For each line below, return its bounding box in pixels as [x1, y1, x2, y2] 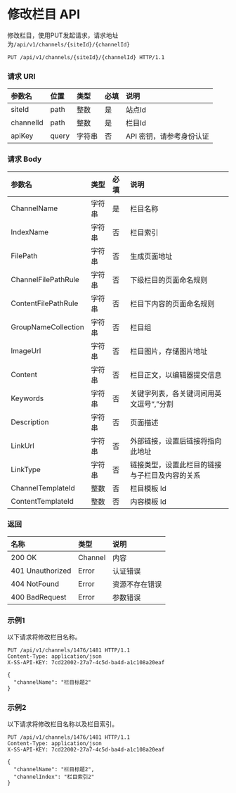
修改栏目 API [7, 6, 81, 23]
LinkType [11, 464, 41, 474]
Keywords [11, 393, 44, 403]
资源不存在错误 [112, 579, 162, 589]
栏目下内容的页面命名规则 [129, 298, 215, 308]
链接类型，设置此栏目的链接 [129, 459, 222, 469]
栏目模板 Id [129, 483, 167, 493]
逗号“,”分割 [136, 399, 174, 409]
